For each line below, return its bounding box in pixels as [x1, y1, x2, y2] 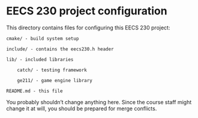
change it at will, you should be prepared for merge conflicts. [6, 105, 157, 112]
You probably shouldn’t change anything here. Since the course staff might [6, 98, 192, 105]
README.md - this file [6, 88, 63, 94]
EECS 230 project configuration [6, 4, 167, 18]
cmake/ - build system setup [6, 35, 79, 41]
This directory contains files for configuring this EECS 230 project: [6, 24, 170, 31]
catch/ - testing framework [17, 67, 87, 73]
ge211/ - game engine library [17, 77, 93, 83]
